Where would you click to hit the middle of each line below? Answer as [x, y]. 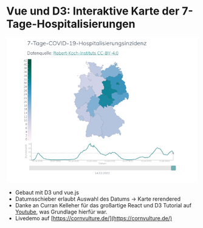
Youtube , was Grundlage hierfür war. [61, 212]
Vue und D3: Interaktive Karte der [93, 11]
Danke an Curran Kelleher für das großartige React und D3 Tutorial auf [103, 206]
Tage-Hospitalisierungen [71, 24]
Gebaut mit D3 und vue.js [47, 193]
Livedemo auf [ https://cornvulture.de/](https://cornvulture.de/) [94, 218]
